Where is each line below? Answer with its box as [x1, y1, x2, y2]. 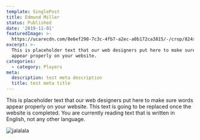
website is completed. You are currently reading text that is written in [6, 109, 175, 116]
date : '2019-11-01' [6, 25, 55, 31]
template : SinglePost [6, 8, 60, 15]
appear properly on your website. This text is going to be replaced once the [6, 103, 192, 110]
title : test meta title [11, 81, 70, 87]
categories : [6, 58, 36, 64]
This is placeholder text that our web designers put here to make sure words [6, 97, 193, 104]
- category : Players [11, 63, 62, 70]
